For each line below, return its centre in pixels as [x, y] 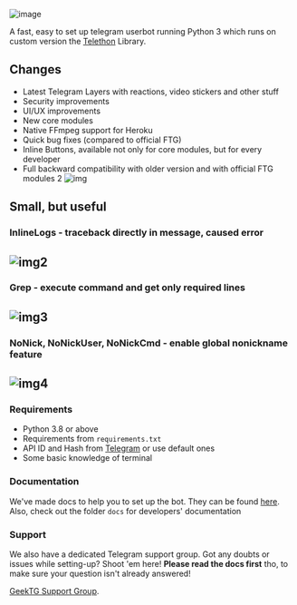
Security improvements [66, 101]
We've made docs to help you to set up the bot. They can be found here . [145, 501]
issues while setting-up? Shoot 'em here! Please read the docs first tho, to [148, 564]
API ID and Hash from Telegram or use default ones [119, 448]
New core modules [57, 120]
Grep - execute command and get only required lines [128, 288]
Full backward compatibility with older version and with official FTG [148, 169]
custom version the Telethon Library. [78, 41]
